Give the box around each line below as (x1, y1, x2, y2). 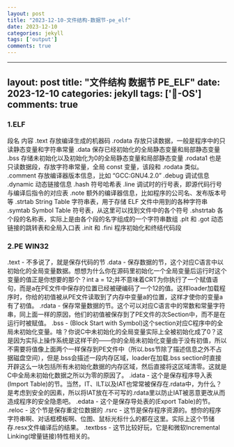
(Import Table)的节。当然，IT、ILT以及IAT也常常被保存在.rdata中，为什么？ (7, 379, 222, 388)
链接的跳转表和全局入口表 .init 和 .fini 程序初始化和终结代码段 (7, 223, 182, 232)
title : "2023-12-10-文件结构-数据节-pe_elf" (7, 17, 131, 24)
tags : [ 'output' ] (7, 36, 58, 43)
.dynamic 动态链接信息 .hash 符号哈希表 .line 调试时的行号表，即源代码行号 (7, 180, 223, 188)
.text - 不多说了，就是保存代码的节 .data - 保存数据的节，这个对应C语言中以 (7, 258, 224, 266)
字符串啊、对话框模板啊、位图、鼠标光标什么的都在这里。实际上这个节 (7, 414, 209, 423)
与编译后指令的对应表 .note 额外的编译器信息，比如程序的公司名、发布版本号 (7, 189, 227, 197)
